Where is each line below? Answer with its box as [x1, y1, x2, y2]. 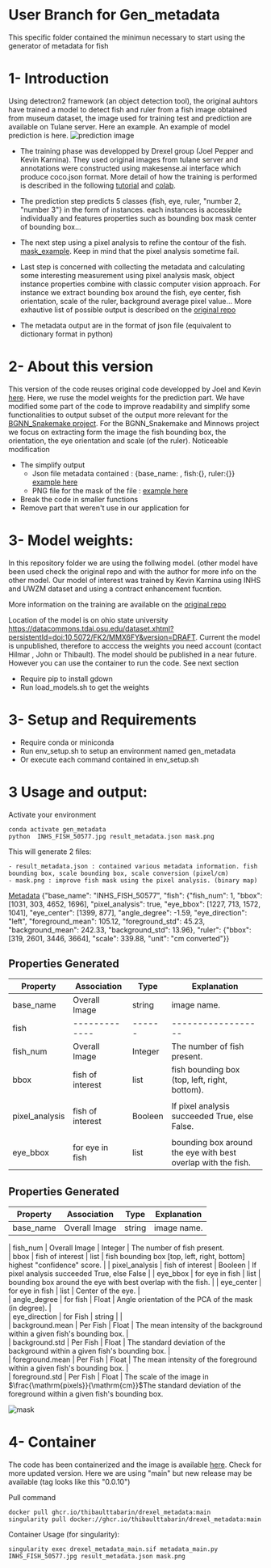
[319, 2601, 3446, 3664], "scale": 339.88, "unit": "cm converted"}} [8, 933, 230, 943]
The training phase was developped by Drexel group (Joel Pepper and [19, 146, 254, 155]
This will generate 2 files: [8, 847, 92, 856]
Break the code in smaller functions [19, 494, 139, 504]
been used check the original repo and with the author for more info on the [8, 566, 256, 576]
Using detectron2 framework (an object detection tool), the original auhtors [8, 95, 258, 106]
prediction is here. [8, 130, 69, 140]
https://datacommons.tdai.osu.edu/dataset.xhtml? [8, 623, 174, 633]
